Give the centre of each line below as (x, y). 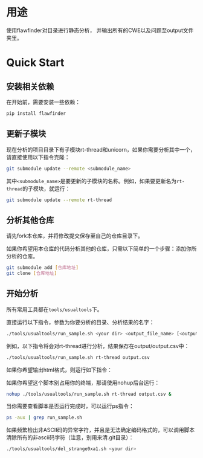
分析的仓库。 (22, 256)
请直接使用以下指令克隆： (38, 157)
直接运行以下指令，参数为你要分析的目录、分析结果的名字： (80, 322)
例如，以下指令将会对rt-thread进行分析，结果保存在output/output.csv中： (98, 346)
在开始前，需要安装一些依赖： (43, 102)
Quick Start (35, 63)
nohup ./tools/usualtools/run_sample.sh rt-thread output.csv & (89, 394)
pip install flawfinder (36, 113)
